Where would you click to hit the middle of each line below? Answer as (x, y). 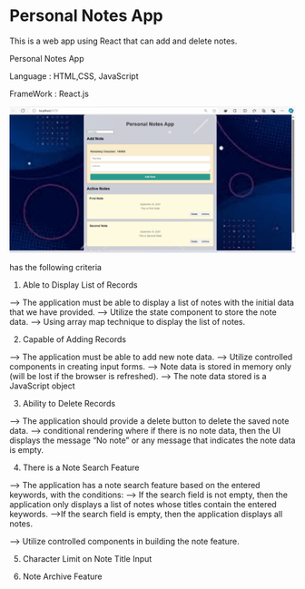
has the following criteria (56, 267)
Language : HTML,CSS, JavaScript (74, 76)
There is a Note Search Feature (81, 467)
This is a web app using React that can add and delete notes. (123, 41)
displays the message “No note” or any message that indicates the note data (152, 440)
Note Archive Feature (62, 576)
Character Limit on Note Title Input (87, 558)
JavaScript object (42, 386)
